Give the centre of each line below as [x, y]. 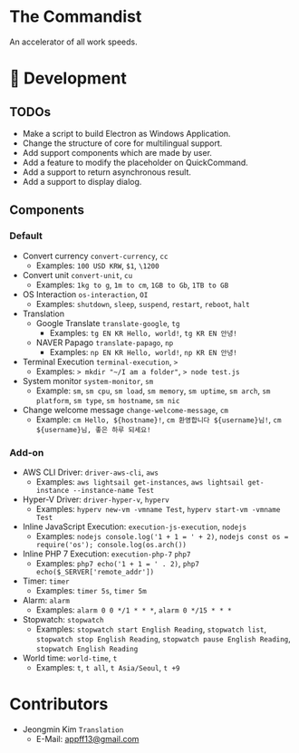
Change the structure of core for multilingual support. [122, 143]
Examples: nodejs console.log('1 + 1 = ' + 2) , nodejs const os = [162, 536]
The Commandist [76, 17]
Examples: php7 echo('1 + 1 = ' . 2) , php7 [117, 563]
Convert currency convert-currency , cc [95, 256]
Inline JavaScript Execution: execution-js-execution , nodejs [135, 526]
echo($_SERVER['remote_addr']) [95, 572]
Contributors [59, 705]
